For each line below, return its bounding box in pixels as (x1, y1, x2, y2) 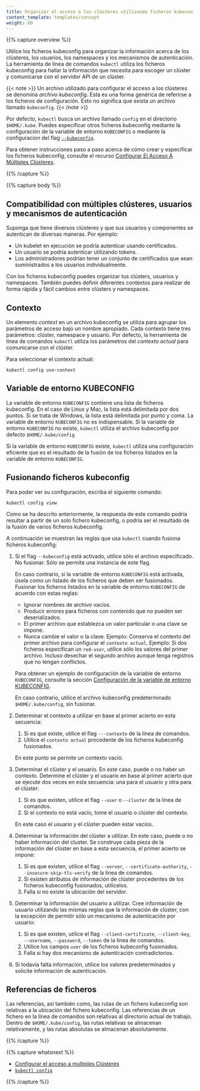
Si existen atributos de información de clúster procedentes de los (23, 875, 184, 883)
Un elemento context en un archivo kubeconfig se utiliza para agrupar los (6, 319, 186, 325)
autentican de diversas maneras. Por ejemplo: (6, 231, 119, 238)
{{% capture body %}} (6, 182, 61, 189)
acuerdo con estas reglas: (14, 589, 79, 597)
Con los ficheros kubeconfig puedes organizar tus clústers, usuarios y (6, 273, 179, 280)
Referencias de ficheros (6, 985, 97, 995)
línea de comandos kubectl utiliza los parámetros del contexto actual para (6, 338, 189, 345)
